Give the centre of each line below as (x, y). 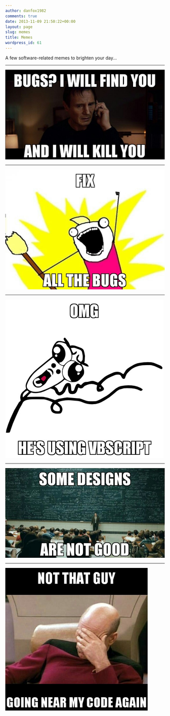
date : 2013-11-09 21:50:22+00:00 (40, 21)
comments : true (21, 16)
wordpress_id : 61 (24, 43)
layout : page (19, 27)
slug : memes (18, 32)
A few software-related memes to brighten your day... (61, 58)
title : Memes (19, 38)
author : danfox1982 (26, 11)
